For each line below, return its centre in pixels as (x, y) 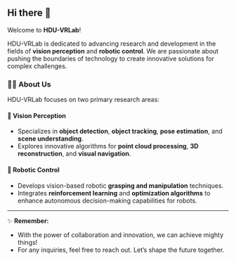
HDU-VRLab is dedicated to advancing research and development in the (112, 44)
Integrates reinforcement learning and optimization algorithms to (114, 193)
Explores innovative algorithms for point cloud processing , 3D (108, 146)
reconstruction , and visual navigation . (74, 154)
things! (27, 242)
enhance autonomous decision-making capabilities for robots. (107, 200)
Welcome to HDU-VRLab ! (44, 30)
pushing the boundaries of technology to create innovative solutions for (111, 58)
